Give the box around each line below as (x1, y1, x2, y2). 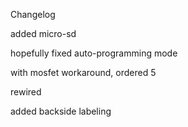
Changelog (10, 9, 56, 20)
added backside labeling (10, 105, 112, 117)
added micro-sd (10, 28, 77, 39)
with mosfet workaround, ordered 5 (10, 67, 157, 78)
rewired (10, 86, 42, 98)
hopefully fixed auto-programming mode (10, 47, 178, 59)
